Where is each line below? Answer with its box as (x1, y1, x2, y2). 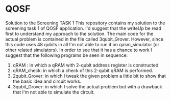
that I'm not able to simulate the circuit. (12, 89, 95, 95)
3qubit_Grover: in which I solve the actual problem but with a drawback (12, 83, 162, 89)
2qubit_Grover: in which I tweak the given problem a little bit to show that (12, 73, 166, 79)
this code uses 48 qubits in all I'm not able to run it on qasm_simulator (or (5, 41, 160, 47)
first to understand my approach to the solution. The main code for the (5, 30, 154, 37)
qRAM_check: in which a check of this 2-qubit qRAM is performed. (12, 67, 153, 74)
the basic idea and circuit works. (12, 78, 82, 84)
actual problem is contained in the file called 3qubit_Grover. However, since (5, 36, 164, 42)
